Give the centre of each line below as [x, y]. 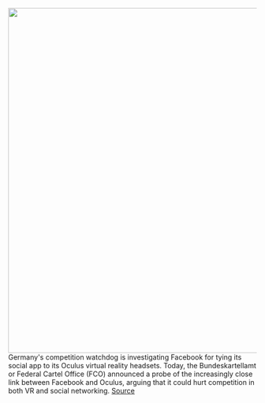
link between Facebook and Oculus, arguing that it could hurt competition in [131, 382]
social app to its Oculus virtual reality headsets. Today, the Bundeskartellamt [132, 366]
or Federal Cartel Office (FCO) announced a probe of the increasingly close [131, 374]
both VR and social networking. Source [72, 391]
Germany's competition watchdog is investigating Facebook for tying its [125, 357]
